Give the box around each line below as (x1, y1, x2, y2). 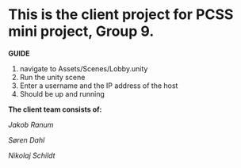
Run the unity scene (19, 72, 86, 82)
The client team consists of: (8, 105, 102, 114)
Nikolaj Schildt (8, 151, 55, 160)
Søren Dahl (8, 135, 45, 144)
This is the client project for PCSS (8, 6, 234, 24)
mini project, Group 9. (8, 22, 155, 40)
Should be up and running (19, 89, 105, 98)
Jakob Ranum (8, 120, 54, 129)
